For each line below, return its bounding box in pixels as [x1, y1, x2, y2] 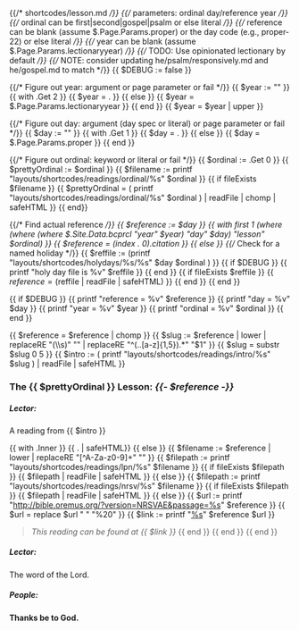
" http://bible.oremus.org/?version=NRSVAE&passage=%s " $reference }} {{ [9, 500, 286, 510]
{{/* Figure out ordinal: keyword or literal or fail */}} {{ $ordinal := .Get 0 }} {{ [9, 155, 289, 164]
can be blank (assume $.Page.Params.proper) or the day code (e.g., [9, 27, 260, 37]
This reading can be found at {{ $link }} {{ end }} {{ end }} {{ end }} [30, 526, 278, 537]
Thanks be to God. [9, 612, 79, 623]
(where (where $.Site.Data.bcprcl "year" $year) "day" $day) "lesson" [9, 229, 265, 239]
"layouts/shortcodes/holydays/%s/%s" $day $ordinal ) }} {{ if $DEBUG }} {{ [9, 257, 287, 267]
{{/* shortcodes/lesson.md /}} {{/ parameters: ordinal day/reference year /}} [9, 8, 288, 18]
